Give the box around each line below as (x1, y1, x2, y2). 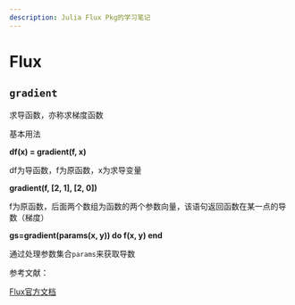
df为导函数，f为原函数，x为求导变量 (9, 164, 142, 175)
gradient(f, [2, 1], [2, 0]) (9, 182, 98, 193)
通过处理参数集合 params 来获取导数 (9, 248, 136, 259)
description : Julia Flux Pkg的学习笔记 (9, 12, 151, 22)
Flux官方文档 (9, 286, 56, 297)
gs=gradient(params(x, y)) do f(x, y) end (9, 229, 163, 241)
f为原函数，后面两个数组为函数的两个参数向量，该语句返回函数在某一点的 (9, 201, 279, 211)
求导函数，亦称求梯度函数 (9, 109, 104, 120)
